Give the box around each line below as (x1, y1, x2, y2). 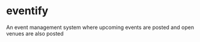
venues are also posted (6, 30, 64, 37)
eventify (6, 4, 49, 18)
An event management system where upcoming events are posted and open (6, 24, 194, 31)
